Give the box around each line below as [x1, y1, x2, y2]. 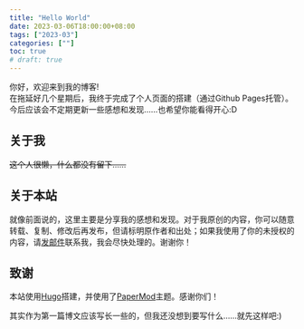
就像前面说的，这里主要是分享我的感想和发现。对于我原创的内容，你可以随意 [9, 214, 295, 225]
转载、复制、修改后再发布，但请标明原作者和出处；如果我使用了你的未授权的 [9, 225, 295, 236]
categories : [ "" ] [9, 38, 75, 48]
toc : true [9, 47, 47, 56]
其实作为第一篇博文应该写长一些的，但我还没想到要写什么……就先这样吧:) [9, 310, 282, 322]
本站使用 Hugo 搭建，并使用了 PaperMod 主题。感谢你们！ [9, 291, 220, 302]
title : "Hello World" [9, 13, 91, 23]
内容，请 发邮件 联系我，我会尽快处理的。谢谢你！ [9, 237, 192, 247]
